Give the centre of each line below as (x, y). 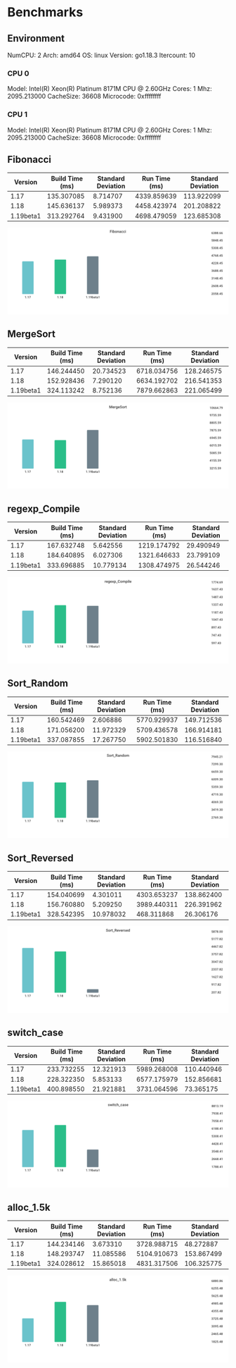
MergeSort (32, 334)
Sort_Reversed (40, 858)
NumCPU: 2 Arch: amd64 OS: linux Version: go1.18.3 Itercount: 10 (101, 55)
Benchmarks (45, 12)
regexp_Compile (44, 509)
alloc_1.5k (29, 1207)
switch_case (35, 1033)
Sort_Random (38, 683)
